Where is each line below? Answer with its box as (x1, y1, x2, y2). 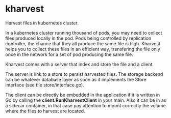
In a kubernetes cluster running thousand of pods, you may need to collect (5, 29, 162, 36)
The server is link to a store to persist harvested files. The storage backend (5, 71, 163, 77)
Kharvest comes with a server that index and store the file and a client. (5, 61, 154, 67)
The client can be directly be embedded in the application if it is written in (5, 92, 160, 98)
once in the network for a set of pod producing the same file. (5, 51, 134, 57)
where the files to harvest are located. (5, 108, 85, 114)
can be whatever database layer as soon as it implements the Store (5, 76, 146, 82)
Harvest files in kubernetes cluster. (5, 20, 79, 26)
